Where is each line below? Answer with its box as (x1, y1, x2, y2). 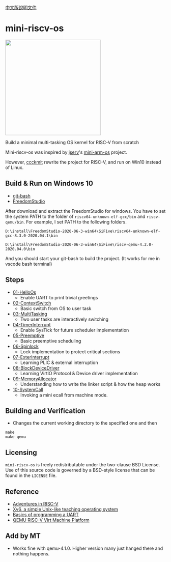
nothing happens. (12, 550, 50, 556)
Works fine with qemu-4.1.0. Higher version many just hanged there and (12, 545, 163, 551)
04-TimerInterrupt (12, 321, 51, 327)
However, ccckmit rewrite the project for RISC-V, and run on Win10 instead (5, 159, 161, 165)
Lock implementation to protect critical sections (20, 348, 121, 355)
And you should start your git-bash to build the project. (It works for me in (5, 255, 160, 261)
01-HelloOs (12, 289, 37, 295)
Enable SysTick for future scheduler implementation (20, 327, 129, 333)
